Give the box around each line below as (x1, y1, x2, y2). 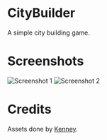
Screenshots (7, 53, 84, 69)
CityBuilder (7, 5, 76, 21)
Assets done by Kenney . (7, 124, 78, 133)
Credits (7, 101, 52, 117)
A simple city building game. (7, 28, 91, 37)
